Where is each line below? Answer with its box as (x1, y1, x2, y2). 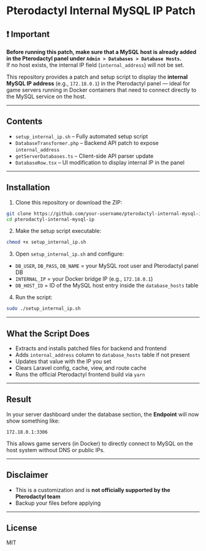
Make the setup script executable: (15, 227, 102, 235)
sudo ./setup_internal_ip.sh (6, 305, 81, 312)
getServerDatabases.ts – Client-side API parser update (15, 152, 154, 160)
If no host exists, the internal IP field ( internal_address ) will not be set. (6, 61, 185, 68)
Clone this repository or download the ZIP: (15, 198, 123, 206)
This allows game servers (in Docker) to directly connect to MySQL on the (6, 440, 193, 447)
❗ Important (6, 29, 50, 39)
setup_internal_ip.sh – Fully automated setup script (15, 133, 148, 140)
